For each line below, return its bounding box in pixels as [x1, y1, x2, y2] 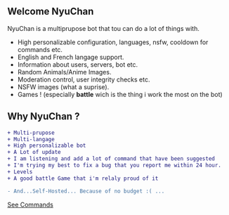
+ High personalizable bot [7, 142, 86, 150]
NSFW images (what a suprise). [17, 82, 110, 91]
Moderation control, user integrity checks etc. [17, 75, 150, 84]
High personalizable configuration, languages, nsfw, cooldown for [17, 38, 209, 46]
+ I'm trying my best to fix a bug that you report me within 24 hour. [7, 162, 221, 169]
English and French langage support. [17, 53, 124, 61]
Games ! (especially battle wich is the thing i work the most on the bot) [17, 90, 223, 98]
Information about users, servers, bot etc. [17, 60, 138, 69]
